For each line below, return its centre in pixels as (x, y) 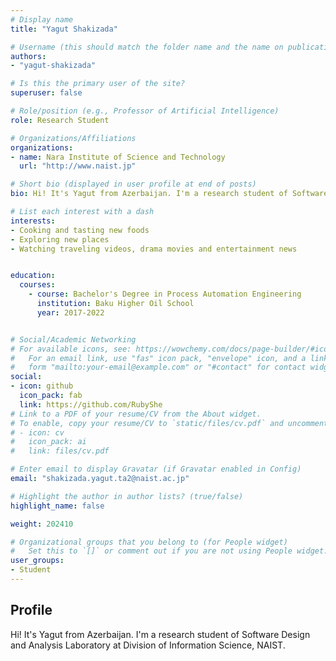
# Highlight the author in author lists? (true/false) (127, 496)
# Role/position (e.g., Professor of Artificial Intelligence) (145, 111)
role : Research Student (60, 120)
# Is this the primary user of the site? (98, 84)
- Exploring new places (60, 239)
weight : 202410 (42, 524)
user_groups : (37, 561)
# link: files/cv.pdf (60, 451)
